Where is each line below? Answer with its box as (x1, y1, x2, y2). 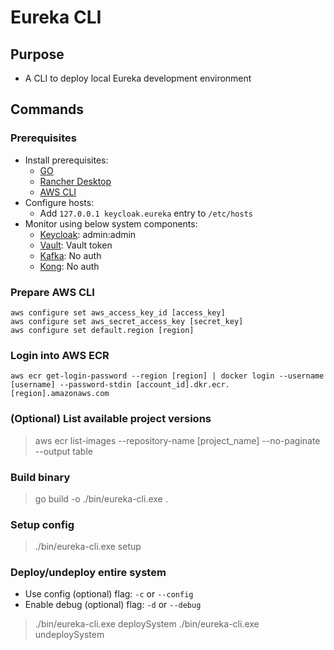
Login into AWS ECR (10, 348, 110, 362)
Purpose (10, 46, 65, 63)
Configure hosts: (24, 196, 95, 208)
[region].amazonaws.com (10, 389, 110, 399)
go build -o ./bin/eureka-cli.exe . (34, 492, 168, 505)
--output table (34, 445, 93, 457)
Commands (10, 101, 85, 118)
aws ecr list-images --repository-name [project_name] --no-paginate (34, 434, 321, 446)
